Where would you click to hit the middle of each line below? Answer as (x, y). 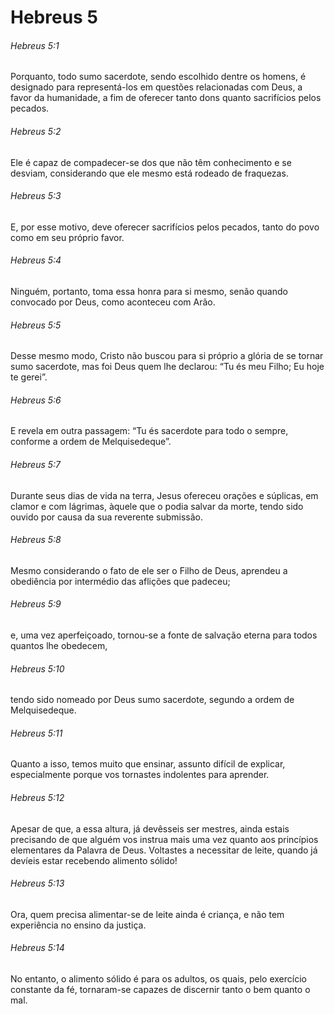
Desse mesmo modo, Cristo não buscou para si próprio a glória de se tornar (167, 356)
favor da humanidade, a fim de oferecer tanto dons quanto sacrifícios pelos (166, 98)
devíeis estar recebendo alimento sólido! (94, 860)
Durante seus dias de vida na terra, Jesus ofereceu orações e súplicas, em (164, 495)
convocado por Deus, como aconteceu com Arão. (113, 302)
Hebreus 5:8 (36, 540)
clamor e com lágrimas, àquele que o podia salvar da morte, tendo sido (157, 506)
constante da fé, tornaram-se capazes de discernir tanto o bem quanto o (160, 990)
